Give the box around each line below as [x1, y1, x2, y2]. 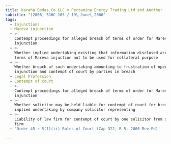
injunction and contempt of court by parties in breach [14, 69, 136, 75]
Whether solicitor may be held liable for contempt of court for [14, 103, 156, 108]
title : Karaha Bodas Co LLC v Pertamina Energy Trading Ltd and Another [5, 7, 163, 13]
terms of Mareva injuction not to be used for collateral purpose [14, 55, 158, 60]
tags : [5, 17, 17, 22]
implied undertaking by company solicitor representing [14, 107, 136, 112]
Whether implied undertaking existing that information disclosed [14, 50, 158, 55]
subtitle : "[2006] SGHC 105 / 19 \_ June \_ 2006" [5, 12, 106, 17]
